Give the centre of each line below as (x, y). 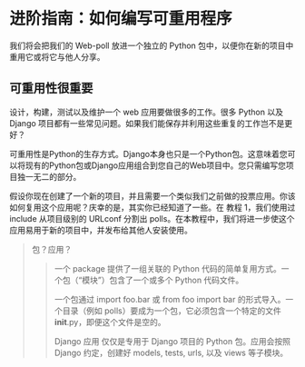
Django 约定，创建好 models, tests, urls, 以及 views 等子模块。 (171, 352)
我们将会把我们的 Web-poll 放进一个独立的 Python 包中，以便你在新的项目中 (152, 45)
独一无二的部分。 (49, 176)
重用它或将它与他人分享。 (57, 56)
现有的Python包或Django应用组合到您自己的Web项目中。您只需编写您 (155, 165)
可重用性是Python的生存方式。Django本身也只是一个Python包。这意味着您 (148, 154)
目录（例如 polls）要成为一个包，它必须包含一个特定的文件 (172, 311)
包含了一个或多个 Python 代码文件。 (176, 280)
